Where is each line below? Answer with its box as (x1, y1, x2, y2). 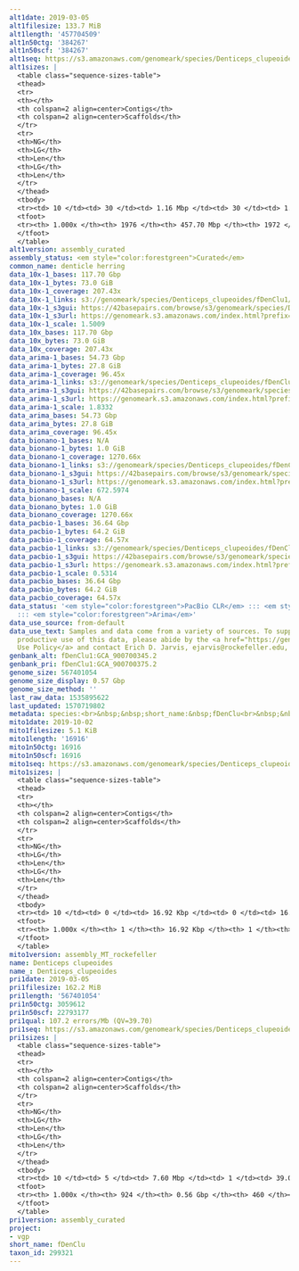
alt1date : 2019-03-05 (9, 12, 90, 22)
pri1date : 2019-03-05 (9, 975, 90, 984)
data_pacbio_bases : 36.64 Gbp (9, 577, 122, 586)
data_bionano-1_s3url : (9, 477, 93, 486)
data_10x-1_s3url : (9, 311, 77, 321)
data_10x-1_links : (9, 295, 77, 304)
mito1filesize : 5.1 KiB (9, 726, 98, 736)
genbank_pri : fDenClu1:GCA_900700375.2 (9, 660, 158, 669)
